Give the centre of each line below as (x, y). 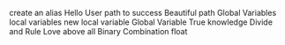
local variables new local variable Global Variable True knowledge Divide (141, 22)
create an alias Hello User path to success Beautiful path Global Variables (143, 13)
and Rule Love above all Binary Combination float (98, 31)
